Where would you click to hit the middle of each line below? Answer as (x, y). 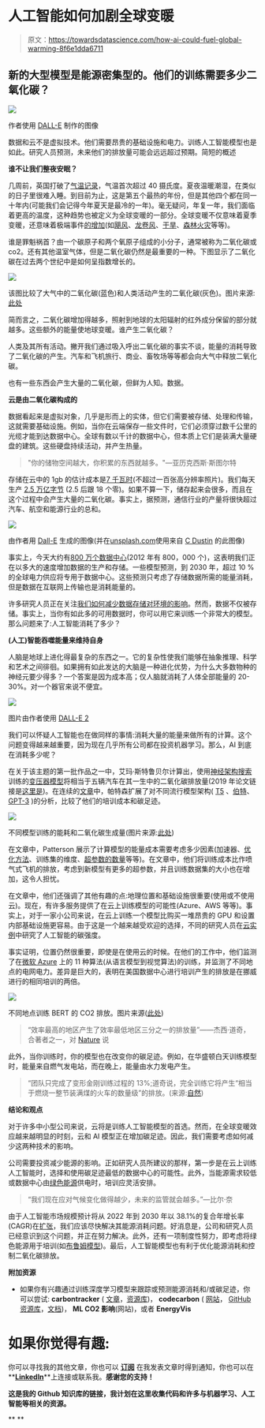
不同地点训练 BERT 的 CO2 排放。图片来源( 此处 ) (86, 1013)
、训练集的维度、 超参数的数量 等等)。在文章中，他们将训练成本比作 (137, 859)
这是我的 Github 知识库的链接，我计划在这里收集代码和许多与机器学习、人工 (132, 1393)
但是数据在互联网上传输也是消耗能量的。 (74, 587)
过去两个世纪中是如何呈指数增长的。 (80, 261)
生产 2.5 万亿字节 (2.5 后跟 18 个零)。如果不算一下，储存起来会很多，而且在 (131, 489)
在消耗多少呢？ (32, 754)
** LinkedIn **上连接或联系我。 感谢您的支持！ (82, 1377)
